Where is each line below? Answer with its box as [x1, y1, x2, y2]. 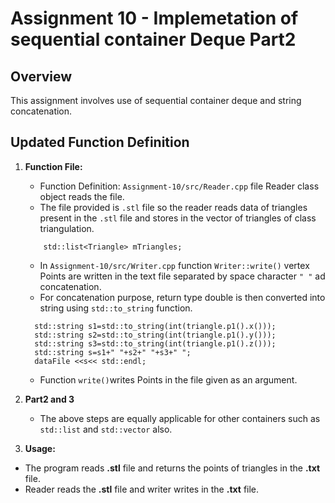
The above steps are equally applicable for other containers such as [39, 412, 321, 424]
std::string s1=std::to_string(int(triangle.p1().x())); [34, 321, 277, 331]
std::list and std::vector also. [39, 423, 173, 435]
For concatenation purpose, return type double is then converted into [39, 291, 326, 303]
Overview [10, 68, 73, 85]
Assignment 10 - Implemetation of [10, 7, 299, 30]
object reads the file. [39, 190, 125, 202]
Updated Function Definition [10, 134, 190, 151]
